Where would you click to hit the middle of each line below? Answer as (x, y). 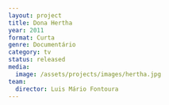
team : (17, 81)
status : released (37, 60)
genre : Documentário (42, 45)
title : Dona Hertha (40, 23)
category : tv (30, 52)
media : (19, 67)
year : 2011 (26, 30)
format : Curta (32, 37)
